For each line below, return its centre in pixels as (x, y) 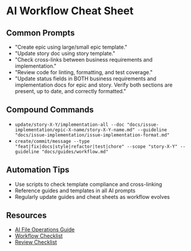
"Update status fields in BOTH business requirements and (85, 79)
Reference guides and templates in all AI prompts (75, 190)
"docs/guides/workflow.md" (75, 152)
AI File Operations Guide (45, 230)
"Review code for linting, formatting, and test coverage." (84, 72)
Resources (26, 216)
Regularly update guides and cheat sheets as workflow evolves (92, 196)
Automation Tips (38, 170)
